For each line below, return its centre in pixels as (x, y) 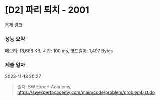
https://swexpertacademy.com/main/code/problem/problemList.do (86, 92)
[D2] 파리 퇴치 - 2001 (47, 10)
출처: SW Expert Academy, (44, 86)
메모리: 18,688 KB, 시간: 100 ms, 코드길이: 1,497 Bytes (59, 51)
